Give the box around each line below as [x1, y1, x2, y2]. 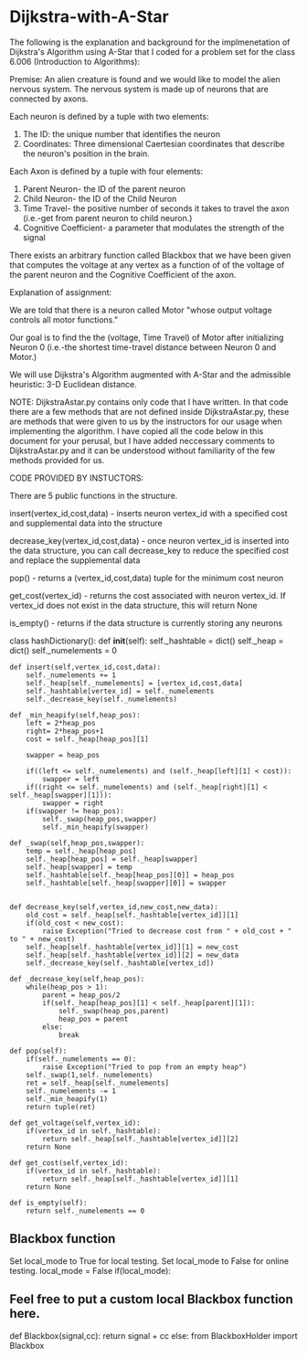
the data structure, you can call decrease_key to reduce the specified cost [9, 545, 290, 556]
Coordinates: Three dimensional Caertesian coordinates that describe [22, 138, 285, 149]
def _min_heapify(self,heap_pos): [9, 710, 142, 719]
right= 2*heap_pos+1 [26, 727, 104, 736]
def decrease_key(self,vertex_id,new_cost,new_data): [9, 902, 219, 911]
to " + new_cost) [9, 934, 76, 943]
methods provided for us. [9, 454, 105, 465]
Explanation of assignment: [9, 286, 112, 298]
